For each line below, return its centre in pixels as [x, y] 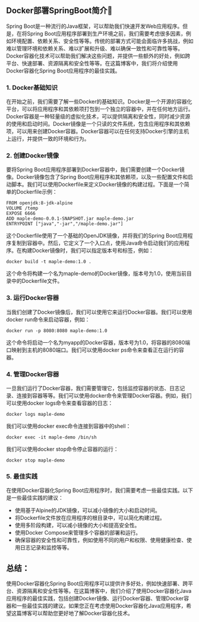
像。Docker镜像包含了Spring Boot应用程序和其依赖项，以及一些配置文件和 [97, 177]
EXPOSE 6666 [21, 214]
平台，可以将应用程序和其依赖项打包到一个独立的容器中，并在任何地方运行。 [100, 109]
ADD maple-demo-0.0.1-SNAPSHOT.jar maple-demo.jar [70, 219]
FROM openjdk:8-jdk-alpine [40, 203]
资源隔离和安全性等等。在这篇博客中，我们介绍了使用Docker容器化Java [104, 591]
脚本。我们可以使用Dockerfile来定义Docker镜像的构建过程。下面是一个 [97, 184]
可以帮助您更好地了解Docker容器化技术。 [83, 613]
